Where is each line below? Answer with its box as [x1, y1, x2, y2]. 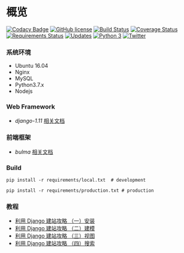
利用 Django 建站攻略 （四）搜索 [14, 240, 95, 247]
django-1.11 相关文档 [14, 117, 65, 124]
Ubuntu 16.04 [14, 62, 49, 70]
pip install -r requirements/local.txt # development [6, 177, 146, 183]
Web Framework [6, 103, 55, 111]
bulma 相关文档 [14, 148, 53, 155]
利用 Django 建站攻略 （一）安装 [14, 217, 95, 225]
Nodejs [14, 88, 33, 95]
